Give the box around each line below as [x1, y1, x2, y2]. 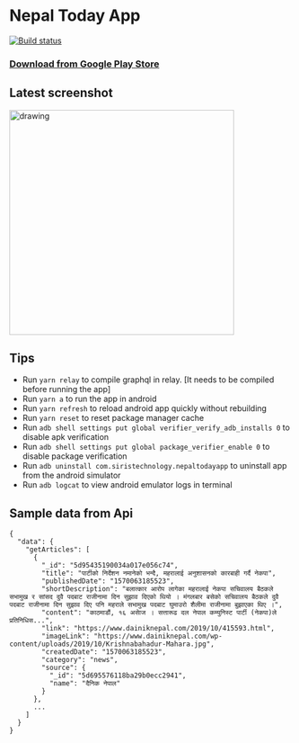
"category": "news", [41, 656, 119, 665]
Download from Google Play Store [9, 58, 160, 70]
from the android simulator [22, 470, 121, 481]
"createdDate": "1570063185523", [41, 648, 167, 657]
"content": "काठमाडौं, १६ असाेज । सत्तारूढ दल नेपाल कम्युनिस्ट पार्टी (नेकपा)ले [41, 608, 277, 617]
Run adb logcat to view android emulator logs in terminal [22, 479, 233, 490]
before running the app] [22, 384, 111, 395]
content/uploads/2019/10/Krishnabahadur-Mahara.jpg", [9, 640, 215, 649]
